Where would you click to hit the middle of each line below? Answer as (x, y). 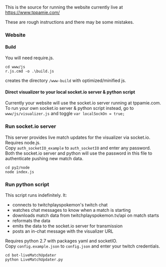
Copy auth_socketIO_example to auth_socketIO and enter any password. (78, 148)
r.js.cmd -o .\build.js (30, 72)
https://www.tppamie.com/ (33, 12)
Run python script (27, 184)
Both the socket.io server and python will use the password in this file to (79, 153)
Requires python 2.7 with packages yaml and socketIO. (61, 241)
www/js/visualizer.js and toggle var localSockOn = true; (65, 113)
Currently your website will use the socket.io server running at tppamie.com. (83, 103)
